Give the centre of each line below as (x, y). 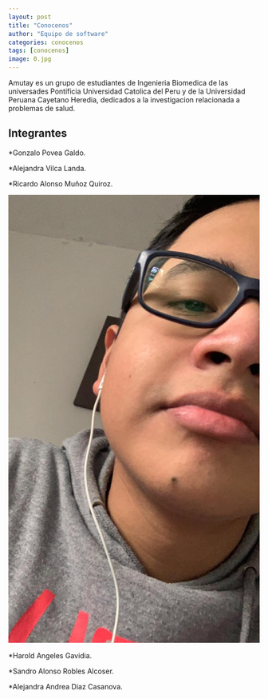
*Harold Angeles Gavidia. (50, 655)
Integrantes (38, 133)
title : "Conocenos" (41, 25)
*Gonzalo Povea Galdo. (47, 153)
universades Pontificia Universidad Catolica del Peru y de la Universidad (127, 91)
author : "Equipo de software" (59, 34)
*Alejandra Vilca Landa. (47, 168)
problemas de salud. (42, 108)
